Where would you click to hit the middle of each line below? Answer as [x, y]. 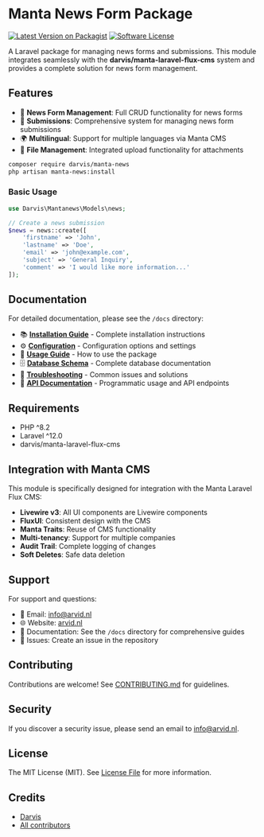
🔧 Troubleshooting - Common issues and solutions [104, 375]
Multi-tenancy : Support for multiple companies [98, 538]
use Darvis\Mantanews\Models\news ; [67, 208]
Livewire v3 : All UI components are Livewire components [114, 512]
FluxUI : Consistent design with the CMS [85, 521]
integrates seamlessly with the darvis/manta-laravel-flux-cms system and [132, 60]
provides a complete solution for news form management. [103, 68]
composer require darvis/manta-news [69, 164]
